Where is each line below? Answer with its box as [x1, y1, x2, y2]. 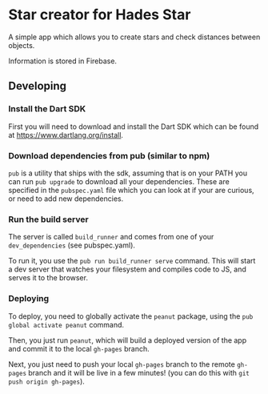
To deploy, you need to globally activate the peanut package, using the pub [8, 311, 254, 321]
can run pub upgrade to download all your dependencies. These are [8, 176, 230, 186]
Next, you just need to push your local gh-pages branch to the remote [8, 359, 236, 369]
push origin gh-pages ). [8, 376, 86, 386]
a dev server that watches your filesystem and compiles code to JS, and [8, 264, 246, 274]
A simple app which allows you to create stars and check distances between [8, 32, 261, 42]
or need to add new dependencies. [8, 194, 124, 203]
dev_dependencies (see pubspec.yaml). [8, 240, 136, 250]
